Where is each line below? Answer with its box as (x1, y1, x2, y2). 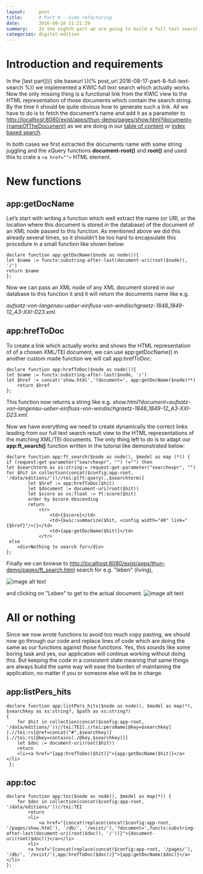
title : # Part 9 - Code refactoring (6, 15, 112, 21)
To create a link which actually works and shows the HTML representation (6, 342, 191, 349)
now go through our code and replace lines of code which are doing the (6, 637, 185, 644)
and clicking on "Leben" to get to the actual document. (6, 589, 143, 596)
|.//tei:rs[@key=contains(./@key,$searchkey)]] (6, 734, 129, 741)
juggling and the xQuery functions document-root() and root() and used (6, 147, 187, 154)
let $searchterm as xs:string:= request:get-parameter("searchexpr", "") (6, 464, 196, 471)
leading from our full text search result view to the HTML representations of (6, 429, 195, 436)
